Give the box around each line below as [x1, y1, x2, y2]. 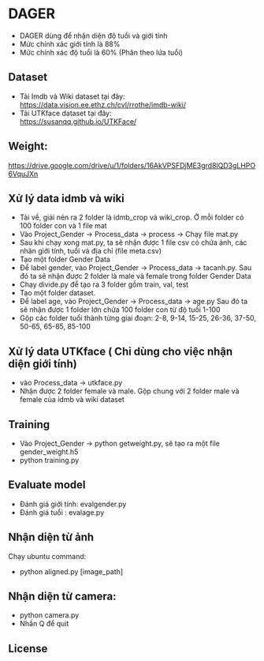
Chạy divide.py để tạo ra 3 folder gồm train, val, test [19, 280, 189, 289]
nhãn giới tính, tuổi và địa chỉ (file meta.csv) [19, 246, 162, 256]
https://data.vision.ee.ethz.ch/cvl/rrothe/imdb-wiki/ [19, 100, 187, 109]
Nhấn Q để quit [19, 619, 69, 629]
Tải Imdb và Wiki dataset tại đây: [19, 92, 125, 101]
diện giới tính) [8, 357, 77, 370]
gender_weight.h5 [19, 447, 79, 456]
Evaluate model [8, 479, 86, 492]
